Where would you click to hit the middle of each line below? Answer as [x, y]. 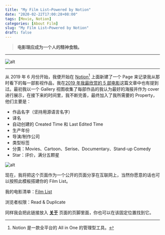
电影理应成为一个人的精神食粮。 [49, 47]
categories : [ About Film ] [31, 23]
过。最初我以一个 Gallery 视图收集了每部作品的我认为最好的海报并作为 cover [82, 89]
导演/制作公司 [26, 136]
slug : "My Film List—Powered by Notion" [47, 28]
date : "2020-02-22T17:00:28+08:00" [41, 14]
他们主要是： [18, 101]
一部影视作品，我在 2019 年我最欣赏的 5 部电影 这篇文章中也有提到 [92, 83]
